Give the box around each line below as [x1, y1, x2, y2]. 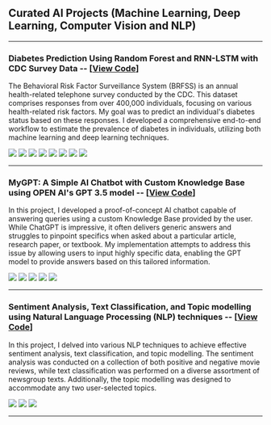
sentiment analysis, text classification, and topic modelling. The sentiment [8, 348, 254, 358]
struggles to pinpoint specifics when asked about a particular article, [8, 231, 236, 241]
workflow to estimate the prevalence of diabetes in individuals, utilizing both [8, 124, 261, 134]
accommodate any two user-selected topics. [8, 383, 157, 393]
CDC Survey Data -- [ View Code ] [8, 62, 140, 74]
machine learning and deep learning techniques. [8, 133, 169, 142]
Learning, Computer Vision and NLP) [8, 19, 196, 33]
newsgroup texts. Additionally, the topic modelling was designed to [8, 374, 231, 384]
